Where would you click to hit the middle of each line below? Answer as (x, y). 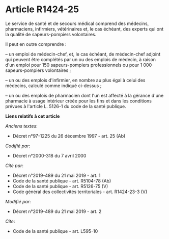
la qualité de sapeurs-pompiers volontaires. (51, 34)
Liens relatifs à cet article (33, 116)
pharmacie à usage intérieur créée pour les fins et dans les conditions (78, 101)
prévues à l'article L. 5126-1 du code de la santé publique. (66, 106)
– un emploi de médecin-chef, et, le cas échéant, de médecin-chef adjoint (83, 54)
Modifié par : (18, 201)
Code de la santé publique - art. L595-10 (55, 231)
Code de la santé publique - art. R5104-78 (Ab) (62, 181)
